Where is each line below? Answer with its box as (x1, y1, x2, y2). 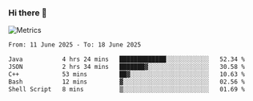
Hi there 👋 (8, 7, 48, 18)
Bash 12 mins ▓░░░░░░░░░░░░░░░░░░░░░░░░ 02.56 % (8, 78, 246, 86)
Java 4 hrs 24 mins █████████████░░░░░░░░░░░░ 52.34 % (8, 55, 246, 63)
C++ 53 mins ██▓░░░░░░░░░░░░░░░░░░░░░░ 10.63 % (8, 70, 246, 79)
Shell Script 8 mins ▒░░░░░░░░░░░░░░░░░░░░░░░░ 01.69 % (8, 85, 246, 93)
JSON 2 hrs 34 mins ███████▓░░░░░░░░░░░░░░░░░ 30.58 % (8, 63, 246, 71)
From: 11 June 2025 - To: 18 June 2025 (8, 41, 142, 49)
